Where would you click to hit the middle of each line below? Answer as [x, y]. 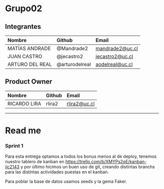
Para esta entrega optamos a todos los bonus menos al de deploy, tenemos [81, 156]
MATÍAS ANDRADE [29, 48]
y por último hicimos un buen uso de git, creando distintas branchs [88, 167]
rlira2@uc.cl [81, 104]
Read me [23, 130]
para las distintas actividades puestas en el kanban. [57, 172]
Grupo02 [24, 9]
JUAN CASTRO [25, 56]
